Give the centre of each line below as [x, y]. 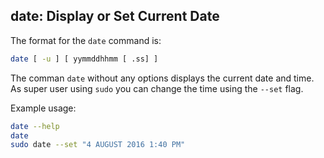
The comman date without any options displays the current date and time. [162, 78]
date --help [35, 126]
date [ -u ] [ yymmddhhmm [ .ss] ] [84, 59]
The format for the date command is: [86, 40]
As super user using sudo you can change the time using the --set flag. [157, 88]
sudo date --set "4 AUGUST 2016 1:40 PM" [98, 145]
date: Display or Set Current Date [115, 16]
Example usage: [43, 108]
